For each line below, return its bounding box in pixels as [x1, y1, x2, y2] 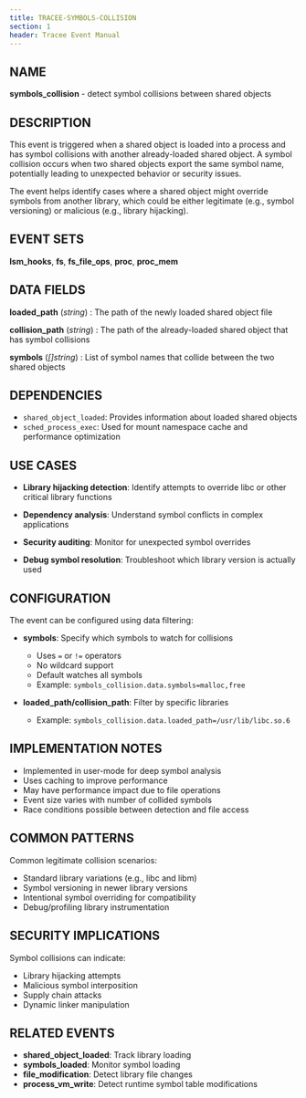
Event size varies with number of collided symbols [22, 794, 213, 805]
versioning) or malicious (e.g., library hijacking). [9, 205, 189, 215]
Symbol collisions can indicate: [9, 952, 126, 963]
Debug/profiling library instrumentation [22, 901, 170, 913]
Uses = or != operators [36, 650, 121, 662]
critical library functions [22, 492, 112, 503]
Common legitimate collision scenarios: [9, 854, 158, 865]
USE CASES [9, 457, 78, 473]
